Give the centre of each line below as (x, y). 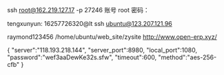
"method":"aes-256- (187, 57)
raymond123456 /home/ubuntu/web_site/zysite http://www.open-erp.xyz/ (112, 37)
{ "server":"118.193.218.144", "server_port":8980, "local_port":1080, (102, 50)
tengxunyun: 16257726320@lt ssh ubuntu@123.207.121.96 (90, 24)
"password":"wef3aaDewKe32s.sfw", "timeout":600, (82, 57)
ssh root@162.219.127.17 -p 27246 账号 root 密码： (78, 10)
